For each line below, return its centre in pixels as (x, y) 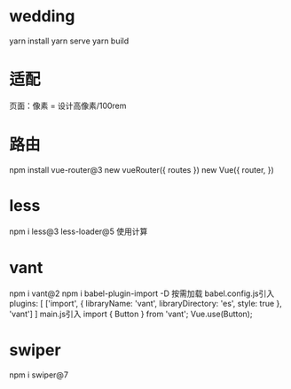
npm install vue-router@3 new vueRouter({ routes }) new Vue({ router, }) (142, 169)
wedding (42, 16)
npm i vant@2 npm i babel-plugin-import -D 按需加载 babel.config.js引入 (142, 293)
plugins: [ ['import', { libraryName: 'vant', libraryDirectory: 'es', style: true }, (145, 303)
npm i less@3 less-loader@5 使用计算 (79, 231)
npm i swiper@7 (39, 375)
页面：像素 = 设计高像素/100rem (68, 105)
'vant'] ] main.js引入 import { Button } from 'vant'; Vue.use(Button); (131, 314)
